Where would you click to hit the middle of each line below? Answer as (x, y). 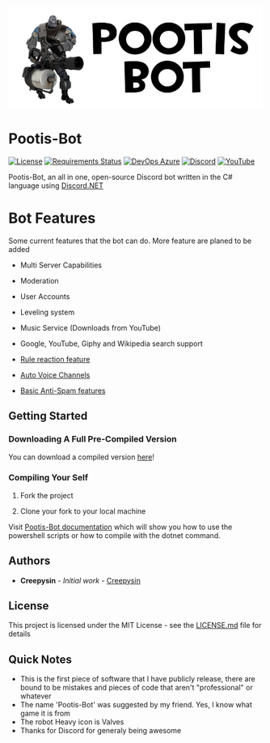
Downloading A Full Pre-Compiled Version (93, 439)
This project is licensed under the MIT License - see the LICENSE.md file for (135, 626)
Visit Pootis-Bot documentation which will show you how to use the (120, 527)
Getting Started (48, 416)
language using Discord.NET (56, 186)
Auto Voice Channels (55, 374)
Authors (30, 561)
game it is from (45, 713)
